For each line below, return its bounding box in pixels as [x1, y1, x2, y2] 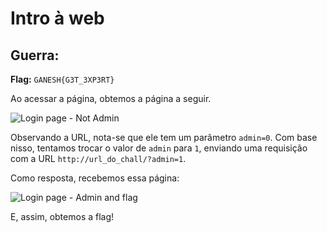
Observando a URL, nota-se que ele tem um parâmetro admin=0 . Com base [10, 132, 318, 143]
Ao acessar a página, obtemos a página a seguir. [10, 93, 212, 104]
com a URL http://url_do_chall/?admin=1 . [10, 153, 187, 164]
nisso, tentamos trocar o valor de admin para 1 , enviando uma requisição [10, 142, 308, 154]
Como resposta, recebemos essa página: [10, 172, 180, 184]
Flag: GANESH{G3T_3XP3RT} [10, 73, 115, 85]
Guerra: [10, 47, 60, 64]
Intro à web [10, 7, 105, 30]
